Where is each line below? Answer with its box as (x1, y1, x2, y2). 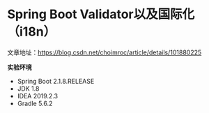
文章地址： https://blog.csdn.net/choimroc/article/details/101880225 (7, 48, 202, 56)
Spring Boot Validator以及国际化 (7, 6, 195, 22)
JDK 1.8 (17, 84, 40, 93)
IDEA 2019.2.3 (17, 91, 58, 100)
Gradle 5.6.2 (17, 99, 53, 107)
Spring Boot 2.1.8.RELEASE (17, 77, 95, 85)
